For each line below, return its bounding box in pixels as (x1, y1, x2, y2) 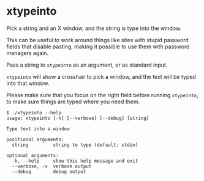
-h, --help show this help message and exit (12, 158, 138, 164)
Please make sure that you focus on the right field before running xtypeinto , (6, 91, 198, 98)
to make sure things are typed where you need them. (6, 98, 140, 105)
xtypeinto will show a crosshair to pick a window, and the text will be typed (6, 73, 196, 80)
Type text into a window (6, 125, 70, 132)
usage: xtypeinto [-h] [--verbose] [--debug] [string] (6, 115, 149, 121)
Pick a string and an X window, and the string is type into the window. (6, 24, 182, 32)
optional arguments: (6, 152, 59, 158)
